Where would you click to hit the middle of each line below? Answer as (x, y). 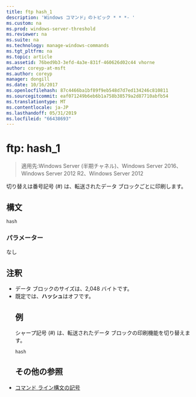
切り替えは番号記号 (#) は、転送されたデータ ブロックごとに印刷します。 (96, 186)
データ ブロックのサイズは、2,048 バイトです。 (74, 289)
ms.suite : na (23, 40)
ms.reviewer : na (27, 34)
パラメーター (25, 237)
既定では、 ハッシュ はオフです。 (55, 296)
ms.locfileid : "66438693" (39, 118)
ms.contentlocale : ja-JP (37, 107)
